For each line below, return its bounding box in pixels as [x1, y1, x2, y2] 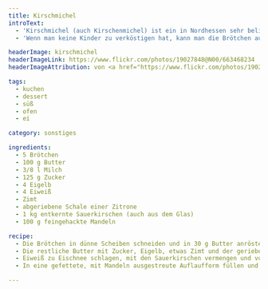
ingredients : [8, 144, 52, 152]
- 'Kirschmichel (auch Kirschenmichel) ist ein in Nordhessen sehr [15, 26, 245, 34]
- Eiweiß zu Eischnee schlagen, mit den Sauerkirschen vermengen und [15, 255, 251, 263]
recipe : [8, 232, 34, 240]
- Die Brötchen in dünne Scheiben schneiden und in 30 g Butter [15, 240, 234, 247]
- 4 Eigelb [15, 180, 52, 188]
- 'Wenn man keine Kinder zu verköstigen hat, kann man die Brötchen [15, 34, 251, 42]
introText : [8, 19, 45, 27]
